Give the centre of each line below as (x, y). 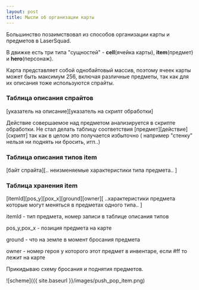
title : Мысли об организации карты (50, 17)
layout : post (22, 12)
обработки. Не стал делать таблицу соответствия (69, 129)
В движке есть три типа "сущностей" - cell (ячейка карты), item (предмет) (100, 52)
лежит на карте (26, 258)
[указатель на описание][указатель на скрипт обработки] (80, 111)
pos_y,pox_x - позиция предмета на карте (59, 228)
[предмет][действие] (161, 129)
